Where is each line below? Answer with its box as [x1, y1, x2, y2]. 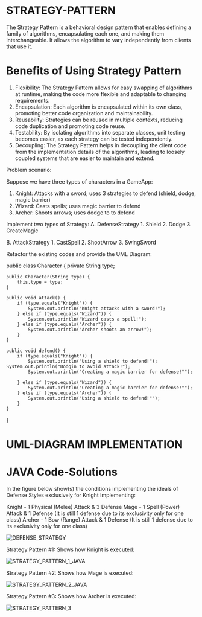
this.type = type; [17, 279, 63, 285]
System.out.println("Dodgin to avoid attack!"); [6, 363, 131, 369]
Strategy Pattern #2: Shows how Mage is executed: [6, 569, 134, 577]
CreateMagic [6, 227, 39, 234]
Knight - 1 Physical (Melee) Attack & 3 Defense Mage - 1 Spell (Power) [6, 504, 180, 510]
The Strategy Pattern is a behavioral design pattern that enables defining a [6, 24, 192, 31]
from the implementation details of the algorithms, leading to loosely [14, 148, 185, 155]
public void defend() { [6, 348, 66, 354]
